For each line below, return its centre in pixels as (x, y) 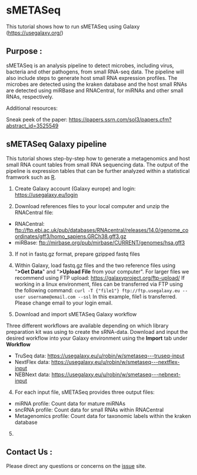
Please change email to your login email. (64, 303)
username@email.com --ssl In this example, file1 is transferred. (103, 296)
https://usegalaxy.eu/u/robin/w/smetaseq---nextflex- (115, 362)
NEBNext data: (32, 374)
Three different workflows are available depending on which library (87, 325)
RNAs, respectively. (30, 96)
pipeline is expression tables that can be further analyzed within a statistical (98, 170)
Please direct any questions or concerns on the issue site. (76, 466)
